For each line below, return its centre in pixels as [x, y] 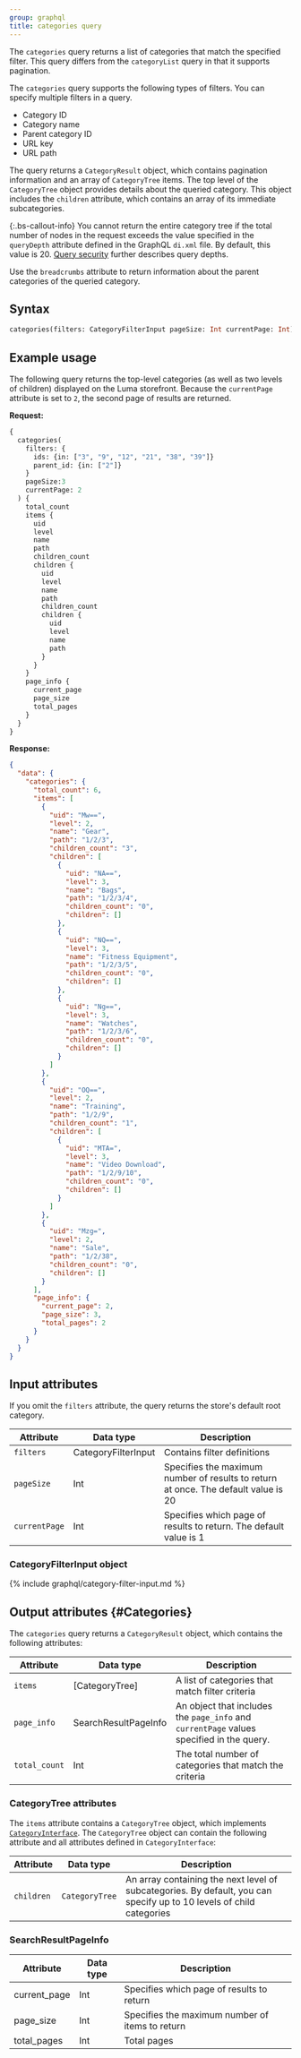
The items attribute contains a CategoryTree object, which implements [138, 1822]
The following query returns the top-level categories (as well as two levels [146, 379]
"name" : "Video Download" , [116, 1165]
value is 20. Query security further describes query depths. [119, 254]
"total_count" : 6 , [67, 790]
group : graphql [38, 17]
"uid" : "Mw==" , [77, 815]
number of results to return [221, 1479]
